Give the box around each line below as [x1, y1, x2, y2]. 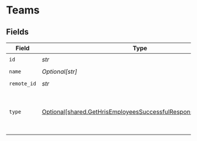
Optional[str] [42, 67, 77, 75]
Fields [6, 27, 29, 37]
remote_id [9, 80, 36, 87]
